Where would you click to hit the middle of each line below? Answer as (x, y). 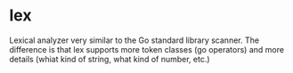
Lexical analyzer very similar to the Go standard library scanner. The (134, 40)
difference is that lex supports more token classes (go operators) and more (147, 49)
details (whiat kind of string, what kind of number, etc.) (110, 59)
